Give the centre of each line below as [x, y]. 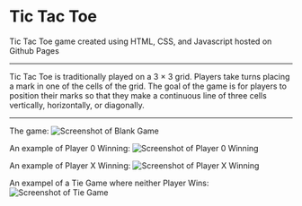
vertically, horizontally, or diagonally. [77, 105]
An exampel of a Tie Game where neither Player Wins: [109, 183]
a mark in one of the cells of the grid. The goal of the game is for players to [148, 86]
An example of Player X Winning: [70, 165]
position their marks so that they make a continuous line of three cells [138, 95]
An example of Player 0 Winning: [70, 148]
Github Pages [35, 50]
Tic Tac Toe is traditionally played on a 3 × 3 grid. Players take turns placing [150, 76]
